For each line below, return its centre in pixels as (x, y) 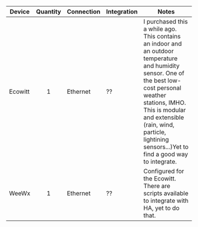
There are (157, 186)
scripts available (166, 193)
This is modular (165, 110)
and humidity (161, 66)
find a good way (166, 154)
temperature (161, 58)
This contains (162, 36)
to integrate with (166, 201)
